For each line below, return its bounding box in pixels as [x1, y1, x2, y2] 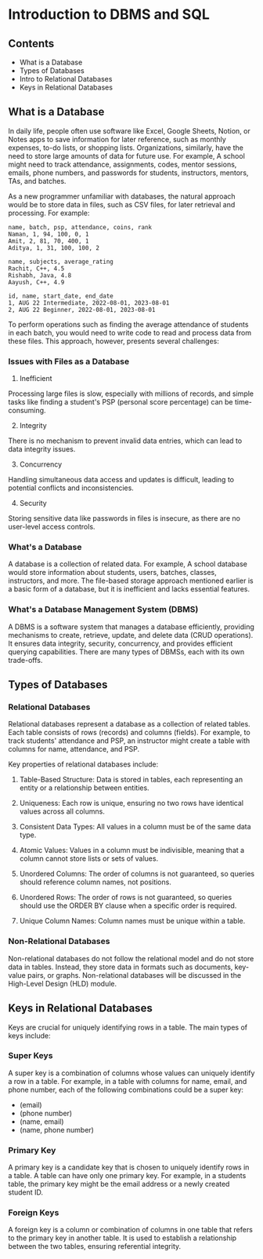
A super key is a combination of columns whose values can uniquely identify [8, 1068, 255, 1078]
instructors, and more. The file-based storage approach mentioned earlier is [8, 576, 254, 586]
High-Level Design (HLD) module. [8, 979, 117, 988]
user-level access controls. [8, 522, 95, 532]
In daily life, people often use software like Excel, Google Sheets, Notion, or [8, 126, 250, 135]
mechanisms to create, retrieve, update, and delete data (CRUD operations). [8, 630, 254, 639]
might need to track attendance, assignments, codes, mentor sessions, [8, 159, 237, 169]
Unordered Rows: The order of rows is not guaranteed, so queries [19, 893, 232, 902]
